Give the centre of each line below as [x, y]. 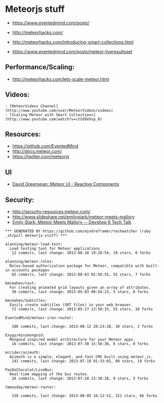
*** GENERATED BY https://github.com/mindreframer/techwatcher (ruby [78, 231]
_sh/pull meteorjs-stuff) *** [36, 236]
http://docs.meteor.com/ [37, 151]
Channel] [49, 106]
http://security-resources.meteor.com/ [51, 212]
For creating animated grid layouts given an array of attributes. [80, 288]
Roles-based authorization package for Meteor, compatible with [77, 266]
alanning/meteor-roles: [30, 261]
